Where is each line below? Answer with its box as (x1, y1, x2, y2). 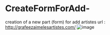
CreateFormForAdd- (5, 3, 90, 14)
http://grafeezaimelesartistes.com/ (5, 24, 76, 30)
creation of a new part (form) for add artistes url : (5, 19, 106, 25)
